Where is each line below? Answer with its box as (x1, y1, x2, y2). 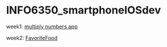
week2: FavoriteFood (6, 34, 58, 41)
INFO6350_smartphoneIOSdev (6, 4, 162, 17)
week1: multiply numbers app (6, 23, 78, 30)
